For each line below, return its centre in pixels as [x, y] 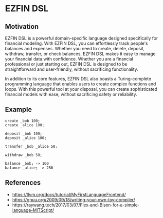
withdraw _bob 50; [24, 155]
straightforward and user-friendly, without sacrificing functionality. [72, 69]
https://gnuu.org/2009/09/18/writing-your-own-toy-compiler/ [73, 199]
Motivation [22, 27]
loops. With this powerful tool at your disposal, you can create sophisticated [81, 89]
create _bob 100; [23, 121]
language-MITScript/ [33, 210]
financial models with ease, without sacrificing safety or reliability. [71, 94]
